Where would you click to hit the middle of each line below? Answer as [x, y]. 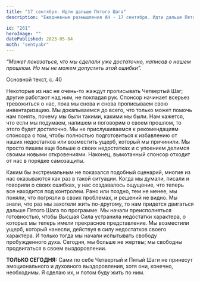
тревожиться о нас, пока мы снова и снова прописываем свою [87, 104]
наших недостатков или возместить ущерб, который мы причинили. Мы [98, 142]
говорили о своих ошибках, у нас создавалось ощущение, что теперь [95, 185]
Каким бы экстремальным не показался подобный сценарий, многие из [99, 172]
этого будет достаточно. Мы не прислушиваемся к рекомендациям [92, 129]
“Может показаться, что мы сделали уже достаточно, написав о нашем [99, 61]
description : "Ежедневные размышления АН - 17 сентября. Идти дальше [94, 17]
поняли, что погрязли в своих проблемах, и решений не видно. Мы [92, 198]
